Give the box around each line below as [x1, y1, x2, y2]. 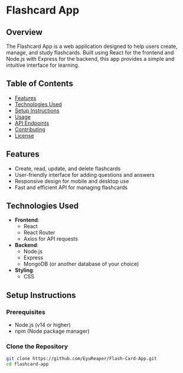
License [14, 132, 34, 139]
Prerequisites [6, 308, 45, 316]
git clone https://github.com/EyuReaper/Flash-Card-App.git [6, 356, 158, 362]
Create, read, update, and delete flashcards [14, 165, 121, 172]
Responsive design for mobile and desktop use [14, 177, 129, 184]
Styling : [14, 267, 35, 274]
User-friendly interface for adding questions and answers [14, 171, 155, 178]
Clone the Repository [6, 342, 68, 351]
